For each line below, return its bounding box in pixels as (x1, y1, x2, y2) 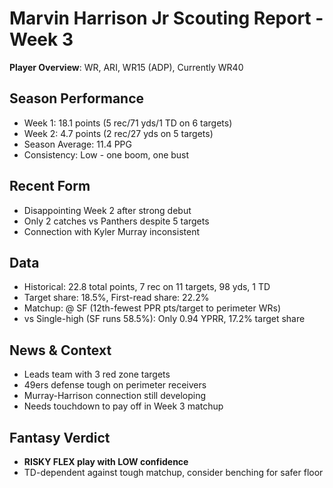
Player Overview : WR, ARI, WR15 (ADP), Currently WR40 (9, 61, 244, 73)
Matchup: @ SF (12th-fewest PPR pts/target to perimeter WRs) (23, 302, 282, 314)
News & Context (9, 342, 112, 359)
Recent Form (9, 178, 91, 195)
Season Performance (9, 90, 145, 107)
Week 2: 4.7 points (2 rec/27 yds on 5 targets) (23, 127, 214, 139)
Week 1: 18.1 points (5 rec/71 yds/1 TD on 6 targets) (23, 117, 233, 129)
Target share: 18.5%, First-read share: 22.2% (23, 292, 210, 304)
